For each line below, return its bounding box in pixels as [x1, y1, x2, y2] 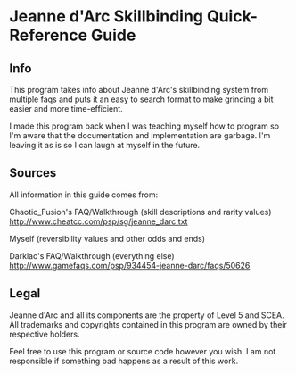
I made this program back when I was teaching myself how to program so [9, 121, 279, 131]
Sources [9, 165, 57, 180]
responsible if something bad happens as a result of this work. [9, 355, 239, 366]
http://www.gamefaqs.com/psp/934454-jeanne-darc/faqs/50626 [9, 260, 251, 271]
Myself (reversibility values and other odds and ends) [9, 233, 205, 244]
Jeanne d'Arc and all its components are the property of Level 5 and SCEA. [9, 310, 285, 321]
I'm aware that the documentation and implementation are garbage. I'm [9, 130, 271, 140]
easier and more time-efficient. [9, 104, 123, 113]
